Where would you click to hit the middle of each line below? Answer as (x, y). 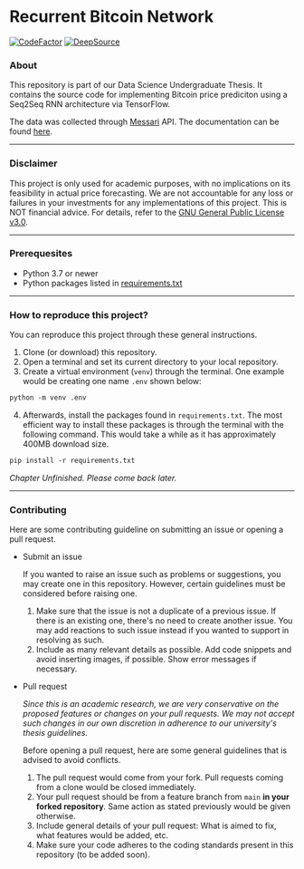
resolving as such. (70, 640)
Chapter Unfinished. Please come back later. (93, 478)
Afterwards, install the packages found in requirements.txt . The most (152, 415)
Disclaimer (33, 163)
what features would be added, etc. (102, 835)
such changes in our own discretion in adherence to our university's (150, 723)
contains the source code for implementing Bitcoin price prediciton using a (148, 95)
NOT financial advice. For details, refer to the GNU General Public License (147, 212)
